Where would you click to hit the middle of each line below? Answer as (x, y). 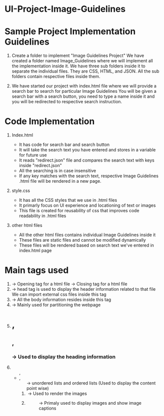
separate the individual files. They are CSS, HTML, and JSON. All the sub (85, 71)
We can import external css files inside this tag (59, 294)
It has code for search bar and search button (64, 145)
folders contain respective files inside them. (56, 77)
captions (47, 408)
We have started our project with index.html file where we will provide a (84, 86)
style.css (21, 191)
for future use (33, 155)
